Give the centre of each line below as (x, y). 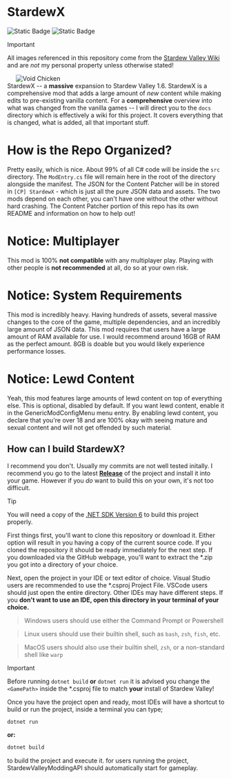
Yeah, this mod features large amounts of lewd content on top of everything (115, 398)
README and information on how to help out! (71, 213)
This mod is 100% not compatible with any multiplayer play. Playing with (110, 260)
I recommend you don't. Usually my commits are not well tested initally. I (110, 465)
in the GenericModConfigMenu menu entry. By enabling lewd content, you (113, 413)
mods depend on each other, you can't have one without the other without (113, 199)
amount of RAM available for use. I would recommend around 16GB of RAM (114, 336)
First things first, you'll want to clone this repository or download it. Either (111, 535)
